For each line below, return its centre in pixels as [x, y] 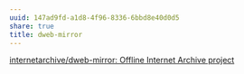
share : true [32, 26]
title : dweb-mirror [46, 34]
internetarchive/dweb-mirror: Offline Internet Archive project [122, 60]
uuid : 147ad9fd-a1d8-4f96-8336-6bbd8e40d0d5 [94, 18]
